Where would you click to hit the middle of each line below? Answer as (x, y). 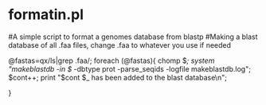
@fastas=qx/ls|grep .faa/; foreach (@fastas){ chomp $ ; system (111, 60)
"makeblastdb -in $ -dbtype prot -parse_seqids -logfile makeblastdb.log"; (129, 68)
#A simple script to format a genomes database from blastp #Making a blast (133, 37)
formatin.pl (46, 15)
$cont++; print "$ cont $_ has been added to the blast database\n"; (117, 77)
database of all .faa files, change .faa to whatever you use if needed (120, 45)
